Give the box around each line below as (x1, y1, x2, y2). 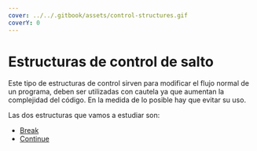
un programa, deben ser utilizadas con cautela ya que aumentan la (8, 87, 225, 97)
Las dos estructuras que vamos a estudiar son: (8, 111, 160, 120)
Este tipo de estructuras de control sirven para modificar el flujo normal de (8, 79, 250, 88)
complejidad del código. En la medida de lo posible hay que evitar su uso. (8, 95, 246, 105)
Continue (19, 134, 50, 144)
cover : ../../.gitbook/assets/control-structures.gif (8, 11, 189, 20)
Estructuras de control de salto (8, 53, 214, 71)
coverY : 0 (8, 19, 41, 27)
